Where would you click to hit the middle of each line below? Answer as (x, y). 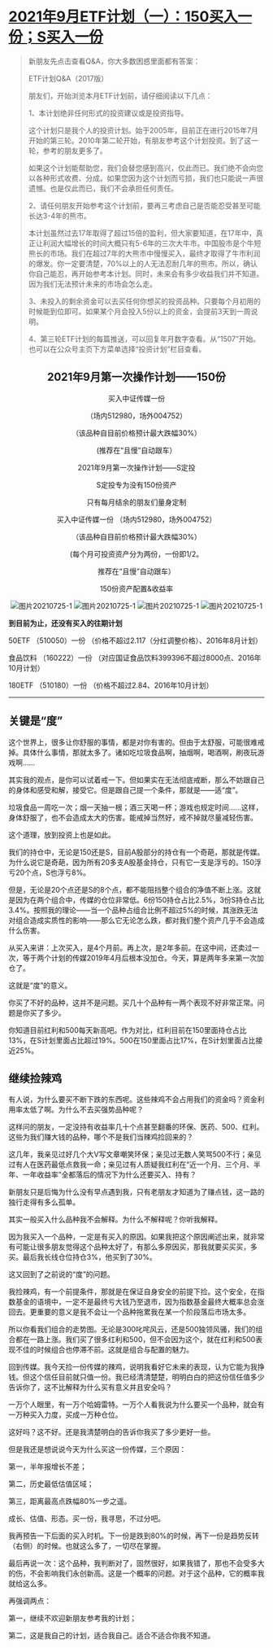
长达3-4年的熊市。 (59, 216)
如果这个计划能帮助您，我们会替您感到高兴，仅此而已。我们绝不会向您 (146, 168)
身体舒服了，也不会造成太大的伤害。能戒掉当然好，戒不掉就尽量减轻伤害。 (133, 817)
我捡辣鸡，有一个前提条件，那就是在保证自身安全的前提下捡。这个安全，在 (133, 1292)
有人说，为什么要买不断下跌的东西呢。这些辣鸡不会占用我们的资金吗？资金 (133, 1099)
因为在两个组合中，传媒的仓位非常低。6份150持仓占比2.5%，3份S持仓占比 (140, 899)
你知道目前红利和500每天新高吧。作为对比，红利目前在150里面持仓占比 (128, 1029)
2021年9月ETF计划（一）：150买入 (123, 17)
